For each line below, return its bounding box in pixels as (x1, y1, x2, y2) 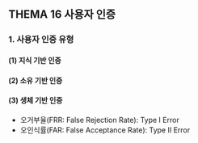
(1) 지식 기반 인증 (8, 55, 62, 65)
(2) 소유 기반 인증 (8, 75, 63, 85)
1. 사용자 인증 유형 (8, 34, 74, 45)
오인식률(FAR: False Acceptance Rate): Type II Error (19, 124, 191, 135)
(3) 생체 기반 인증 (8, 95, 63, 105)
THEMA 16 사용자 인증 (8, 7, 116, 22)
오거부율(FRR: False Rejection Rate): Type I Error (19, 115, 179, 124)
